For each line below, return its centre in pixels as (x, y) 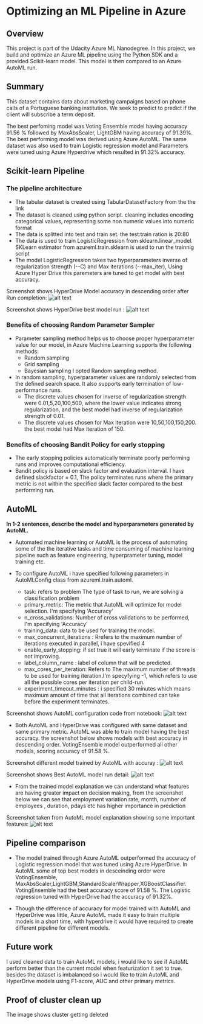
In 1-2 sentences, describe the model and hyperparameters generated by (100, 524)
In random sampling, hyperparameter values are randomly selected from (105, 377)
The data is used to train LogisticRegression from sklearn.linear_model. (104, 240)
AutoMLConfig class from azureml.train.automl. (74, 580)
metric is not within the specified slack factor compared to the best (99, 484)
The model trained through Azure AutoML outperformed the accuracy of (105, 858)
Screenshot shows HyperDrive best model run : (66, 309)
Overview (25, 34)
